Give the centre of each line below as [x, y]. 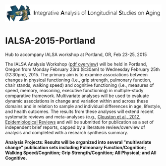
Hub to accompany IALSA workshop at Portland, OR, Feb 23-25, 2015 [76, 55]
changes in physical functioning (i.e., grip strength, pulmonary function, [78, 80]
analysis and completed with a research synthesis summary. [67, 133]
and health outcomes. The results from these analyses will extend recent [79, 111]
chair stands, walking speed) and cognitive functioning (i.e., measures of [80, 85]
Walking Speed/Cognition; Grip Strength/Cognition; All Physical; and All [81, 153]
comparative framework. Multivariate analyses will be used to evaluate [77, 96]
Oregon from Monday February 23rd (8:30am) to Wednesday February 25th [83, 69]
